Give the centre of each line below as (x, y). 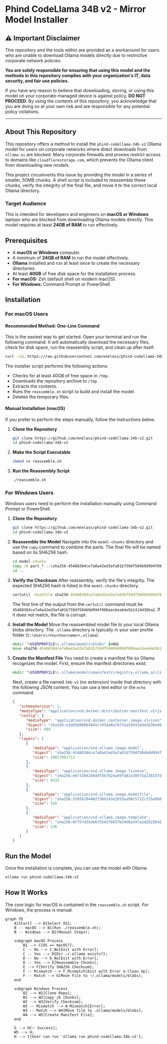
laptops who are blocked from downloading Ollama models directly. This (79, 219)
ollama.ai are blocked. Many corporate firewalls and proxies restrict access (83, 154)
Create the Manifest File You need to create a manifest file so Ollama (83, 658)
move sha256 (25, 649)
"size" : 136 (45, 827)
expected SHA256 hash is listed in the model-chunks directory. (76, 585)
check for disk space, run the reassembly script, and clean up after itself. (80, 347)
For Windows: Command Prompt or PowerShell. (62, 284)
